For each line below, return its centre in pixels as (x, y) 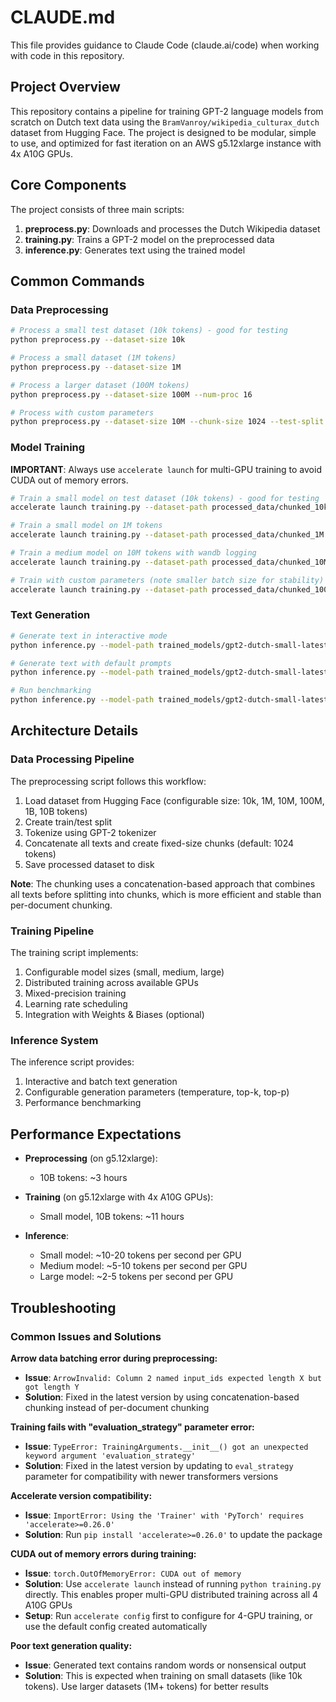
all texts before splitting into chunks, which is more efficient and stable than (166, 894)
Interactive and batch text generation (101, 1082)
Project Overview (65, 87)
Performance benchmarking (83, 1103)
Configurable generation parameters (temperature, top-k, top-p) (157, 1092)
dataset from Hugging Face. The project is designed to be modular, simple (163, 132)
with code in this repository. (67, 55)
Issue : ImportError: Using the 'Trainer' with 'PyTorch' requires (164, 1515)
